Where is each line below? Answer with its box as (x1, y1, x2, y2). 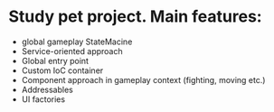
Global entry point (21, 55, 90, 66)
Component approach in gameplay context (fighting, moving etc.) (21, 74, 266, 85)
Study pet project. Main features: (8, 6, 263, 27)
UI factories (21, 93, 65, 105)
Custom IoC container (21, 65, 104, 76)
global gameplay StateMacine (21, 36, 133, 47)
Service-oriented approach (21, 45, 123, 56)
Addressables (21, 84, 73, 95)
